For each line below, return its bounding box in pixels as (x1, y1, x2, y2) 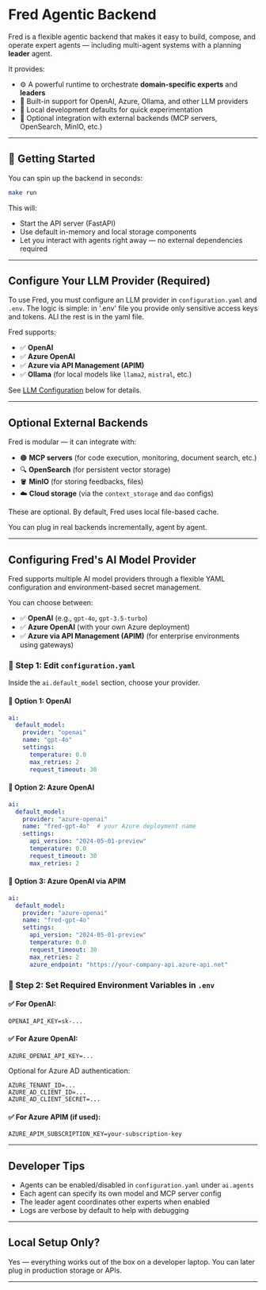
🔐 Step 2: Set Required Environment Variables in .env (8, 979, 215, 991)
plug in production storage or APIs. (8, 1265, 123, 1275)
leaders (19, 87, 46, 97)
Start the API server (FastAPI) (19, 218, 116, 228)
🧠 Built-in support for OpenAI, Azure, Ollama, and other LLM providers (19, 96, 249, 106)
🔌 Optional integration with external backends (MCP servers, (19, 113, 218, 122)
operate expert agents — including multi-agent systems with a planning (8, 40, 241, 49)
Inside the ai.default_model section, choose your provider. (8, 678, 200, 688)
